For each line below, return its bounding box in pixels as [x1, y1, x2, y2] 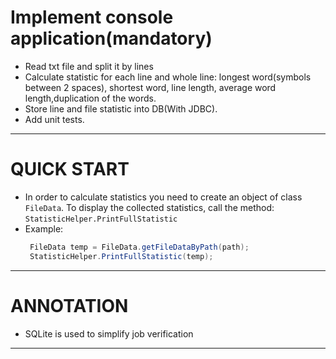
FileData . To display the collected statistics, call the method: [24, 201, 275, 213]
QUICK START [10, 158, 130, 181]
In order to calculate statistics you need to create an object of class [24, 191, 303, 203]
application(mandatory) [10, 27, 213, 50]
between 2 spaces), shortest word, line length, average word [24, 81, 277, 93]
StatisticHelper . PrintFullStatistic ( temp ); [29, 251, 214, 261]
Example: [24, 222, 64, 235]
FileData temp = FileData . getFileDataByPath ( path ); [29, 242, 250, 252]
